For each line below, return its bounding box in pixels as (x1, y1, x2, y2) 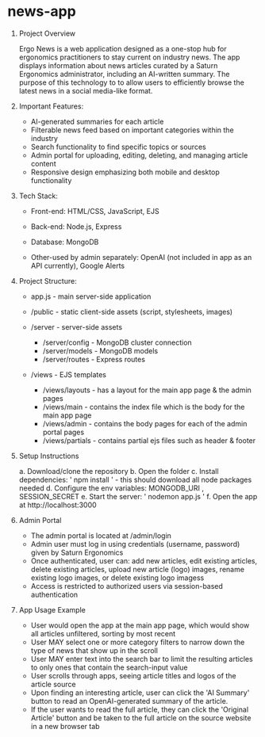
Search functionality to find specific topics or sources (30, 142, 207, 151)
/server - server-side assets (30, 322, 123, 331)
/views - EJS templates (30, 369, 106, 379)
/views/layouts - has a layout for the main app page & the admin (42, 385, 252, 395)
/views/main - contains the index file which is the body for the (42, 402, 245, 411)
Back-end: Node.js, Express (30, 221, 122, 231)
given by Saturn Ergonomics (30, 548, 124, 557)
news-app (7, 2, 76, 21)
